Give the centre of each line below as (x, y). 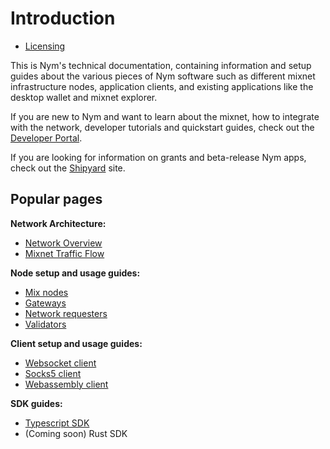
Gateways (45, 303)
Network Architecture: (58, 223)
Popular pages (56, 199)
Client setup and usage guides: (76, 343)
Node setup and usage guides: (75, 273)
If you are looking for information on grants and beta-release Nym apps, (158, 157)
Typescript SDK (57, 423)
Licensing (45, 46)
